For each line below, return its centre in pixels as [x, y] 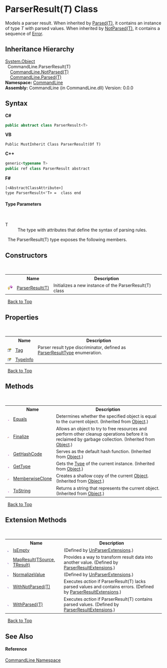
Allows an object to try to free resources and [101, 428]
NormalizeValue [29, 575]
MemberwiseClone [33, 478]
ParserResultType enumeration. [70, 353]
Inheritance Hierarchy [40, 49]
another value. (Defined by [91, 562]
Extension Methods [36, 520]
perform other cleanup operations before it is [102, 434]
